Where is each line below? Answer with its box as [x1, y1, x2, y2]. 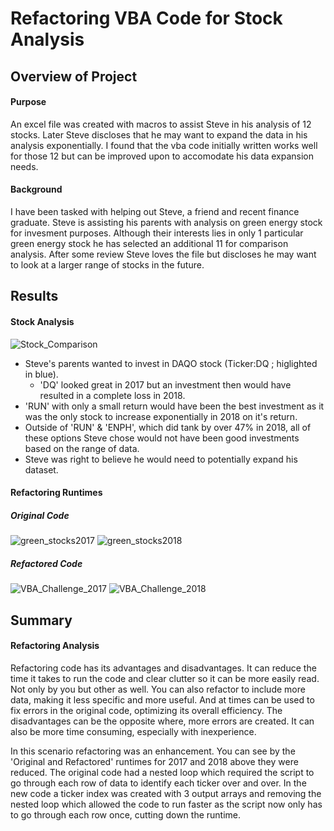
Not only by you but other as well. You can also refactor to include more [10, 683, 306, 695]
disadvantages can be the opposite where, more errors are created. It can [10, 715, 315, 727]
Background [10, 183, 63, 196]
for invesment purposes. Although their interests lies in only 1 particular [10, 227, 304, 239]
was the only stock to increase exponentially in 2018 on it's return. [24, 410, 298, 422]
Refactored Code [10, 557, 83, 569]
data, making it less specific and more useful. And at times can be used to [10, 693, 315, 706]
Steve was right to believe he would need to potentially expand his [24, 453, 298, 465]
